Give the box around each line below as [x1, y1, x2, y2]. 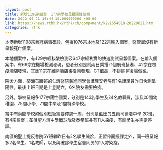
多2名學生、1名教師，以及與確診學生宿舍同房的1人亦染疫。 [5, 140, 122, 146]
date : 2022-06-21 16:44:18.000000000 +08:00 [5, 16, 97, 21]
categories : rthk [5, 25, 40, 30]
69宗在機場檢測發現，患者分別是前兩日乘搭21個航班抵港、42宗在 [21, 62, 152, 68]
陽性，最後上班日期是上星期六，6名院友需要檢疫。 [5, 84, 106, 90]
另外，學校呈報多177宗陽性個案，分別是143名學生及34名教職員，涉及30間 [5, 94, 153, 100]
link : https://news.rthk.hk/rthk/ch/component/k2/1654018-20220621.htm [5, 20, 153, 26]
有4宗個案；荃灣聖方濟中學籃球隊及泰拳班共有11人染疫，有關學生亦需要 [5, 117, 148, 123]
